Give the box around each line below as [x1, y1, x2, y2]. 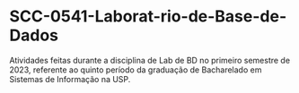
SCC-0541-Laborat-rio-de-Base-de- [9, 6, 287, 27]
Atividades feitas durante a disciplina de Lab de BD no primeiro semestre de [9, 55, 290, 65]
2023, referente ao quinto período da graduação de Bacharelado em [9, 64, 262, 75]
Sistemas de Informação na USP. [9, 73, 131, 84]
